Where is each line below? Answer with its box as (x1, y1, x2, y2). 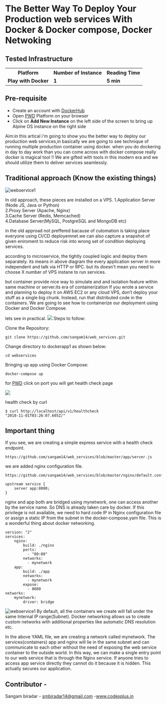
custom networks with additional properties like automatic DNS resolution (5, 619, 156, 625)
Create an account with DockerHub (12, 108, 85, 114)
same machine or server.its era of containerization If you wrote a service (5, 284, 154, 290)
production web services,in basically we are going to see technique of (5, 138, 149, 144)
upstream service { (5, 481, 46, 487)
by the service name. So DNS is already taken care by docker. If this (5, 504, 145, 510)
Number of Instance (53, 69, 102, 76)
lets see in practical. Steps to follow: (5, 315, 85, 321)
